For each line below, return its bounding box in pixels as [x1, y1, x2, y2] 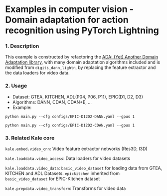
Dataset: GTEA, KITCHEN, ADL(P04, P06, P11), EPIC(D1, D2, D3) [12, 93, 143, 99]
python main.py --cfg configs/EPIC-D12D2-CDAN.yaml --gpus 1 [5, 122, 135, 128]
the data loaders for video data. [5, 70, 70, 76]
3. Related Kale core [5, 134, 55, 141]
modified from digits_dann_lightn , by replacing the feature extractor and [5, 64, 156, 70]
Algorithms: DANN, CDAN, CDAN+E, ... [12, 99, 92, 105]
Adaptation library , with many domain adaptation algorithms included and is [5, 59, 161, 65]
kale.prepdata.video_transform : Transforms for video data [5, 185, 126, 191]
